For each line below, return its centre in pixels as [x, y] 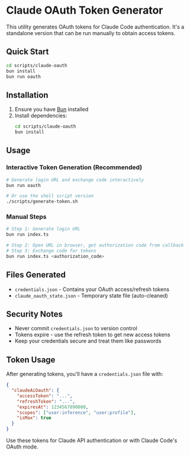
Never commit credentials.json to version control [76, 328]
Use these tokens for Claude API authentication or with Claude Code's [92, 441]
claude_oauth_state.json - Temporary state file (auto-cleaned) [91, 295]
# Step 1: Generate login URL [44, 229]
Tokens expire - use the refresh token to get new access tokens [92, 335]
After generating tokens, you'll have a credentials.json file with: [85, 374]
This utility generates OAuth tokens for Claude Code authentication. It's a [95, 27]
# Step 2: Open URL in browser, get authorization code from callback [95, 245]
